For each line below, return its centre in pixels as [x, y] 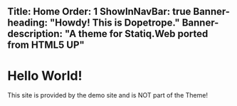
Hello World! [45, 76]
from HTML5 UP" [46, 45]
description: [35, 34]
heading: [28, 23]
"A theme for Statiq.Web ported [136, 34]
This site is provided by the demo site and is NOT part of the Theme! [108, 95]
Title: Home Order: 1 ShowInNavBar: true [99, 12]
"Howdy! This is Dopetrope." [115, 23]
